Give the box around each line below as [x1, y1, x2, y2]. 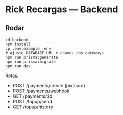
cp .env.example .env [5, 46, 52, 51]
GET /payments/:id [12, 93, 53, 99]
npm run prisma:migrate [5, 59, 56, 64]
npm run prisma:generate [5, 55, 58, 60]
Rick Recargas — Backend [5, 4, 118, 15]
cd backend [5, 37, 29, 42]
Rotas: [5, 72, 19, 79]
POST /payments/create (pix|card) [12, 83, 86, 88]
